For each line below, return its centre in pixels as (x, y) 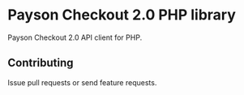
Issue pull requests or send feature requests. (82, 82)
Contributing (41, 63)
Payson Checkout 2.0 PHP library (122, 15)
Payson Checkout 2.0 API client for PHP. (75, 37)
